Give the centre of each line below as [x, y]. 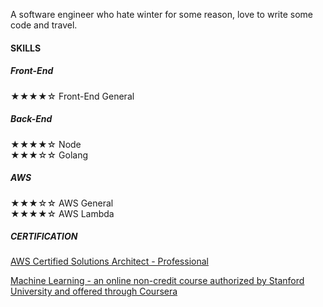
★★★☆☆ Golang [49, 155]
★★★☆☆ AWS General [62, 203]
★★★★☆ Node [46, 144]
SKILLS [26, 48]
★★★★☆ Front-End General [72, 96]
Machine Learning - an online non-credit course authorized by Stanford [157, 281]
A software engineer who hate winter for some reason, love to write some [161, 14]
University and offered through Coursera [94, 291]
